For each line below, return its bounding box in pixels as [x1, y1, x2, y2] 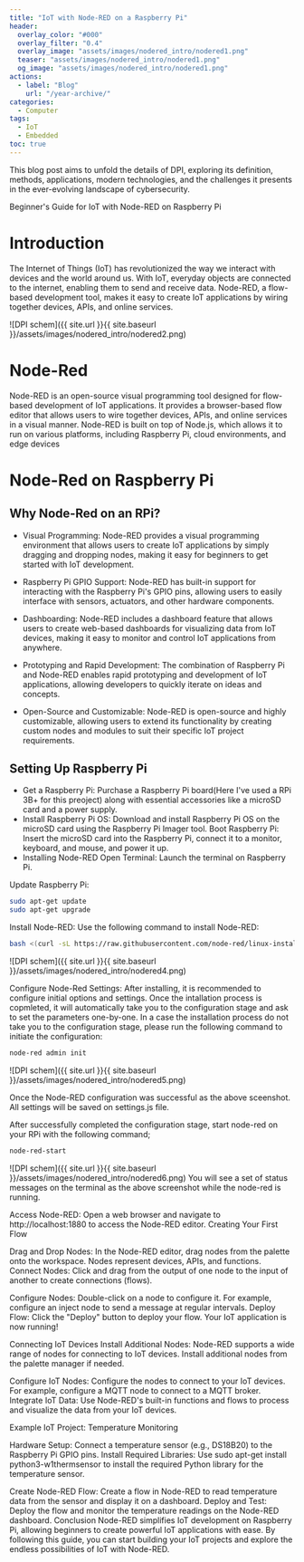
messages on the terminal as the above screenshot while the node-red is [9, 1182, 281, 1193]
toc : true [9, 139, 47, 149]
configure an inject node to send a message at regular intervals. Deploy [9, 1301, 276, 1313]
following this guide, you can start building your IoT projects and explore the [9, 1534, 293, 1545]
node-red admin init [9, 1049, 88, 1058]
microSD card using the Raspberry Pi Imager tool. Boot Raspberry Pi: [22, 823, 280, 834]
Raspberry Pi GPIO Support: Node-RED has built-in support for [22, 576, 256, 587]
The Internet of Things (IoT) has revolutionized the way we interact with [9, 263, 276, 273]
